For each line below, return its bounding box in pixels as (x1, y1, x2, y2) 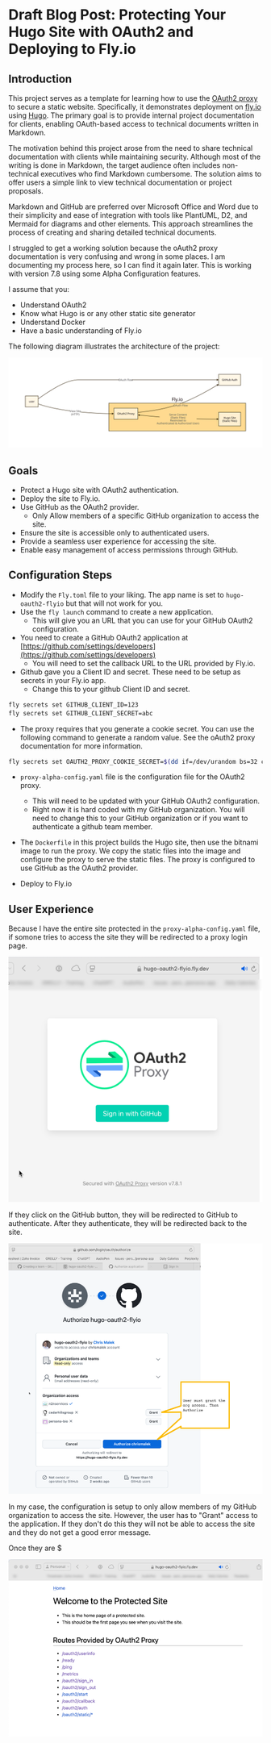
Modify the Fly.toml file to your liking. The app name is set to (19, 590, 224, 599)
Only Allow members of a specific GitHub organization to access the (31, 511, 260, 520)
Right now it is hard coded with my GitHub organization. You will (31, 805, 245, 815)
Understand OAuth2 (19, 300, 87, 310)
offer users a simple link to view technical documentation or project (8, 177, 232, 187)
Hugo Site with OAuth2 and (8, 23, 194, 41)
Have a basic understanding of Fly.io (19, 326, 143, 336)
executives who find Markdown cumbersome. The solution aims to (40, 169, 262, 178)
